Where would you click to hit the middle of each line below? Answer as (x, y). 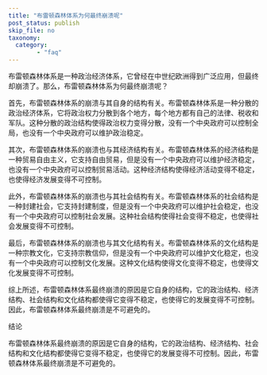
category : (31, 45)
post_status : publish (44, 23)
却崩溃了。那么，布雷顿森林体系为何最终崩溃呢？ (88, 86)
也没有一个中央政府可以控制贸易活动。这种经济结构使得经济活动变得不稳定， (133, 169)
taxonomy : (25, 38)
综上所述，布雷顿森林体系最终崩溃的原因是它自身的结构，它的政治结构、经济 (133, 290)
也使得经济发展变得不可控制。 (57, 179)
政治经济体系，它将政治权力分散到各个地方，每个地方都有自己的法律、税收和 (133, 113)
